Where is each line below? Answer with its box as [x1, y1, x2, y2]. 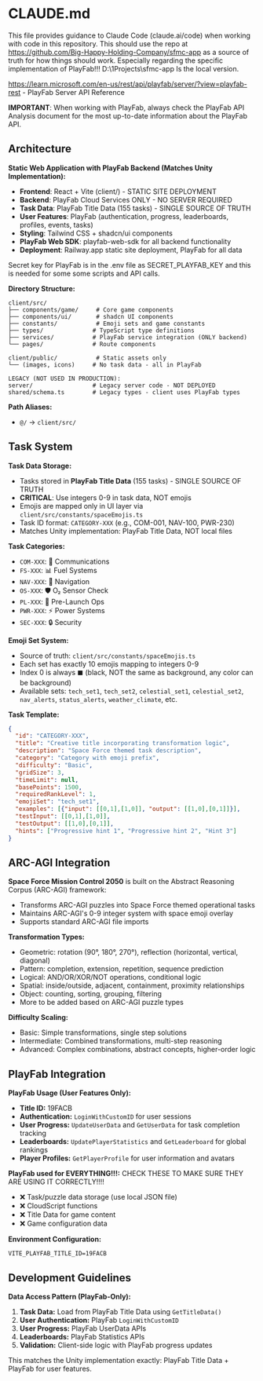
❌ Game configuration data [19, 1218, 108, 1229]
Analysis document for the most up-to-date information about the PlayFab [8, 111, 248, 120]
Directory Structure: [8, 283, 76, 293]
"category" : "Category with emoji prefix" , [15, 754, 159, 762]
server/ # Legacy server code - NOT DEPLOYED [8, 382, 216, 389]
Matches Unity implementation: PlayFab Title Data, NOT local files [19, 526, 233, 535]
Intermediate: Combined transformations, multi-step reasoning [19, 1036, 222, 1046]
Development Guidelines [8, 1271, 132, 1284]
